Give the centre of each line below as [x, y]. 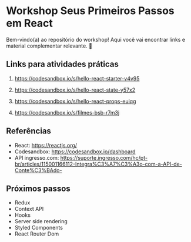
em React [29, 23]
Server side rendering [41, 221]
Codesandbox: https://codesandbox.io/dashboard [75, 152]
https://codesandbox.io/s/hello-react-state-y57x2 [75, 90]
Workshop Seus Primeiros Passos [90, 11]
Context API [29, 209]
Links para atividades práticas [62, 64]
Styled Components [39, 228]
